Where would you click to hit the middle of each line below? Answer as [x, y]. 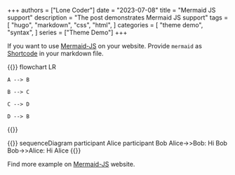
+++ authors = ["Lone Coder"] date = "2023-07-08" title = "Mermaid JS [112, 10]
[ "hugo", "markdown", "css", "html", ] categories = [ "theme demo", [105, 25]
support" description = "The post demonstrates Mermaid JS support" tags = [118, 17]
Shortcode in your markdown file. [55, 53]
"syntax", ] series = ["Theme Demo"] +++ [67, 32]
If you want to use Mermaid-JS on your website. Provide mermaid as [105, 46]
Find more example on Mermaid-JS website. [71, 164]
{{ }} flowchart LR [32, 67]
